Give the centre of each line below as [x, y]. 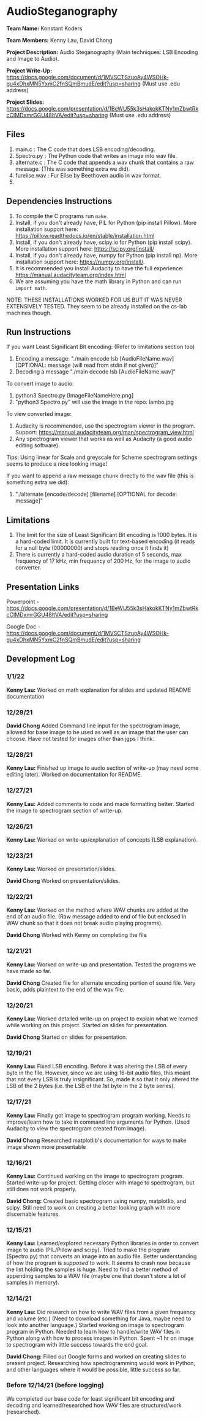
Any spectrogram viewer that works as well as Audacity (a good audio [103, 439]
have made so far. [29, 971]
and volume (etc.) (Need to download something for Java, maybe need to [99, 1318]
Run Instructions [39, 332]
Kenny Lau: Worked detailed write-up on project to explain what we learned [102, 1019]
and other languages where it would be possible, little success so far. [94, 1369]
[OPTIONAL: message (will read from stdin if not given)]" [87, 365]
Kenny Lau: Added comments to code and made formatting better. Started [100, 804]
